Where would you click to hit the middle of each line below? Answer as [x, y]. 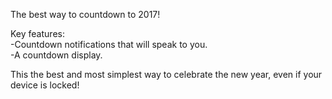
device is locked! [45, 85]
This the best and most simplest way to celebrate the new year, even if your [166, 74]
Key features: [37, 33]
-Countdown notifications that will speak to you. [109, 44]
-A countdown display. [56, 55]
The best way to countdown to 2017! [85, 14]
